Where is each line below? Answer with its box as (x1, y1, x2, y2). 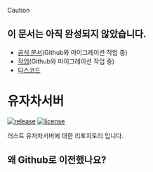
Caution (7, 6, 30, 14)
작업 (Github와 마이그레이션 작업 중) (17, 56, 114, 66)
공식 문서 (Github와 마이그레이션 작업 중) (17, 48, 128, 56)
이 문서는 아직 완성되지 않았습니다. (7, 28, 147, 40)
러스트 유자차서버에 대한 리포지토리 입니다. (7, 131, 124, 140)
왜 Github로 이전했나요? (7, 154, 107, 166)
